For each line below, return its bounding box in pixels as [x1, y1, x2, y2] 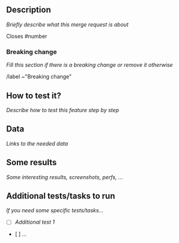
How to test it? [6, 90, 61, 101]
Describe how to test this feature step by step [6, 106, 119, 113]
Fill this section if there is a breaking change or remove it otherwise [6, 62, 173, 69]
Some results [6, 157, 57, 168]
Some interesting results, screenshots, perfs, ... [6, 173, 123, 180]
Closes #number [6, 33, 47, 40]
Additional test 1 [14, 218, 55, 226]
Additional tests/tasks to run [6, 191, 115, 201]
